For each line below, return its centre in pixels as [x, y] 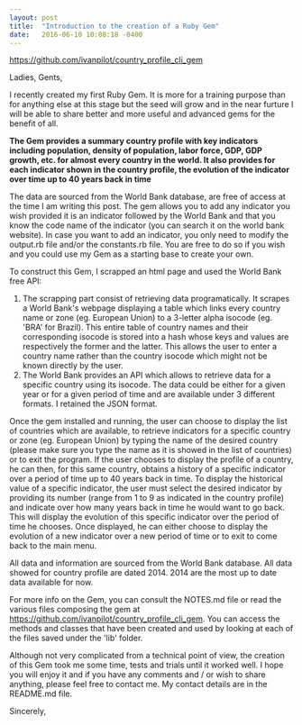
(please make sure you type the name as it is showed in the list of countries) [151, 450]
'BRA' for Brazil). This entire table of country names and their [135, 327]
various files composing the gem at [75, 610]
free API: [26, 281]
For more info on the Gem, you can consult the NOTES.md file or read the [146, 600]
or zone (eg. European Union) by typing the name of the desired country [144, 440]
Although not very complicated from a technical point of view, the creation [147, 656]
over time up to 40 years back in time [80, 179]
